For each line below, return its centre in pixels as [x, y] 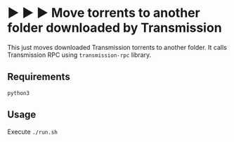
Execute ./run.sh [33, 131]
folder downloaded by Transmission [115, 28]
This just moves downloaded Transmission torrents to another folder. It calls [117, 47]
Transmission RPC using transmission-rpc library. [79, 55]
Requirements [39, 77]
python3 [19, 93]
